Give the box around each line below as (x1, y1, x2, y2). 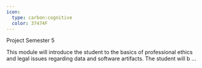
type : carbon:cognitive (12, 15, 72, 21)
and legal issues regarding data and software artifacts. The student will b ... (6, 55, 196, 63)
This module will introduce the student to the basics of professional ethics (6, 49, 193, 56)
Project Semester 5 (6, 37, 55, 44)
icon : (6, 8, 20, 15)
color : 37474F (12, 20, 48, 26)
